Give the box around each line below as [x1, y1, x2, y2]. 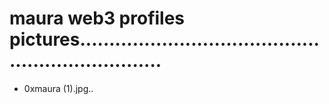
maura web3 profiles [9, 7, 186, 30]
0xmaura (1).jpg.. [23, 82, 94, 94]
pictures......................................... [9, 28, 320, 51]
